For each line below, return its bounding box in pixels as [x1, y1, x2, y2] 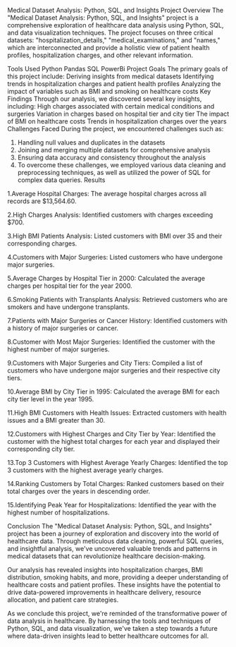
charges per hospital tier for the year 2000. [7, 282, 132, 290]
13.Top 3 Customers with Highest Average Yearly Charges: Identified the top [7, 459, 228, 466]
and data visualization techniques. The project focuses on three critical [7, 28, 213, 37]
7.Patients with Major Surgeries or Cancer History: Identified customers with [7, 317, 228, 325]
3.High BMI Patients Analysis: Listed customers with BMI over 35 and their [7, 232, 223, 240]
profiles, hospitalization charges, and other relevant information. [7, 51, 194, 59]
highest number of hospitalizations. [7, 508, 110, 516]
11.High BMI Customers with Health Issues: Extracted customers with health [7, 409, 227, 417]
